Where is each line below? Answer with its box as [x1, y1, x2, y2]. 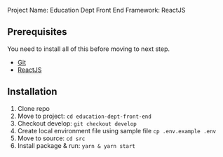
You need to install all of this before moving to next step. [7, 45, 170, 53]
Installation [7, 86, 58, 98]
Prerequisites [7, 26, 67, 38]
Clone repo [17, 104, 50, 112]
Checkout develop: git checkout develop [17, 119, 137, 128]
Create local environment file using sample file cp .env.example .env [17, 126, 217, 135]
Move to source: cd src [17, 134, 86, 142]
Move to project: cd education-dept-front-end [17, 112, 152, 120]
